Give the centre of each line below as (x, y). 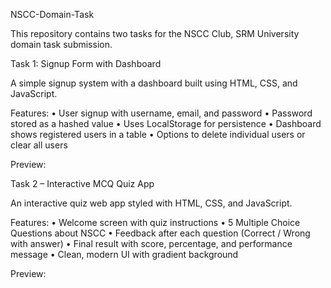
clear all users (39, 145)
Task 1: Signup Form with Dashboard (86, 63)
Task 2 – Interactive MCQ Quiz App (82, 183)
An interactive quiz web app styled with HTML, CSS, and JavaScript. (151, 203)
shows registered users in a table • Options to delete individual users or (158, 134)
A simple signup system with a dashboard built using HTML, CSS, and (154, 83)
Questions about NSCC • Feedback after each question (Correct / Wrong (160, 233)
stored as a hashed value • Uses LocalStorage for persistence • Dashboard (166, 123)
